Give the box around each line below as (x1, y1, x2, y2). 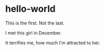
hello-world (5, 3, 56, 15)
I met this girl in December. (5, 30, 62, 36)
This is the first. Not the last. (5, 20, 65, 26)
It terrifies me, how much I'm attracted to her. (5, 39, 100, 46)
